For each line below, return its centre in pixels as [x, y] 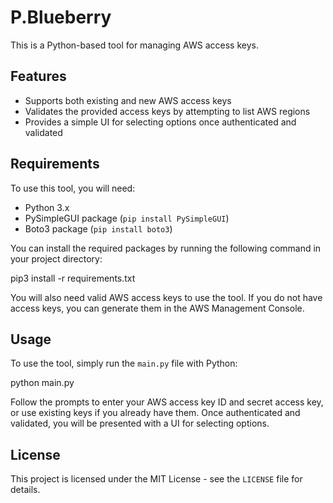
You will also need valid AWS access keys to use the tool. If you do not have [166, 297]
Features [38, 76]
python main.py [42, 383]
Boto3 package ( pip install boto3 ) [98, 228]
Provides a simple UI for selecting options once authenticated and [160, 122]
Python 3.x [47, 207]
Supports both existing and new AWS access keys [128, 100]
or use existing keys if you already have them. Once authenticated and [155, 413]
